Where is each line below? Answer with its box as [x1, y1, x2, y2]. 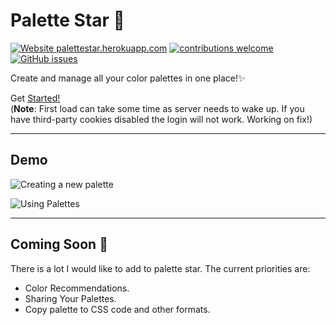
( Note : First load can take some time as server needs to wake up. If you [10, 102, 305, 114]
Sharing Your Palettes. [24, 292, 117, 304]
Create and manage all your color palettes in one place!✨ [10, 72, 246, 84]
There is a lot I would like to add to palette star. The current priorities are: [10, 262, 311, 274]
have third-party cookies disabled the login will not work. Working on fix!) [10, 113, 313, 125]
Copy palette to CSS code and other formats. [24, 303, 211, 315]
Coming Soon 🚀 [10, 236, 108, 253]
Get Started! [10, 92, 61, 104]
